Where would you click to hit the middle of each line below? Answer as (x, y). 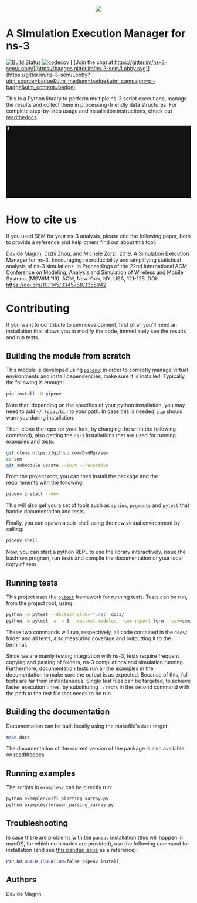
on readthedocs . (26, 755)
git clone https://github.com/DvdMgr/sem (57, 453)
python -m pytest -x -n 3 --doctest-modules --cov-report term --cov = (94, 621)
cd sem (14, 459)
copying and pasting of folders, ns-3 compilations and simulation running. (95, 662)
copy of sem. (22, 564)
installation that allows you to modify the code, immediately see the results (96, 331)
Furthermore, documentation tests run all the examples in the (80, 668)
